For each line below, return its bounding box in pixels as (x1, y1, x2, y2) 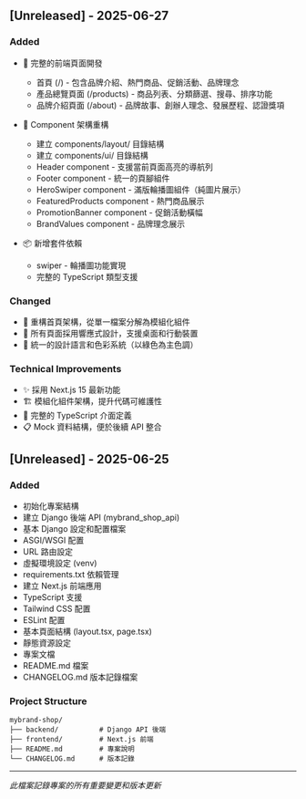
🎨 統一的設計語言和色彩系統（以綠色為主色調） (22, 338, 199, 350)
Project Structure (9, 694, 87, 707)
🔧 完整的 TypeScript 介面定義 (22, 410, 132, 421)
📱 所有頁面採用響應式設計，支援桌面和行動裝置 (22, 327, 199, 338)
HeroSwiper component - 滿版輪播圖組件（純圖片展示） (36, 183, 246, 195)
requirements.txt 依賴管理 (22, 568, 120, 579)
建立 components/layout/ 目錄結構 (36, 138, 165, 150)
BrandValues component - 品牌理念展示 (36, 218, 185, 229)
